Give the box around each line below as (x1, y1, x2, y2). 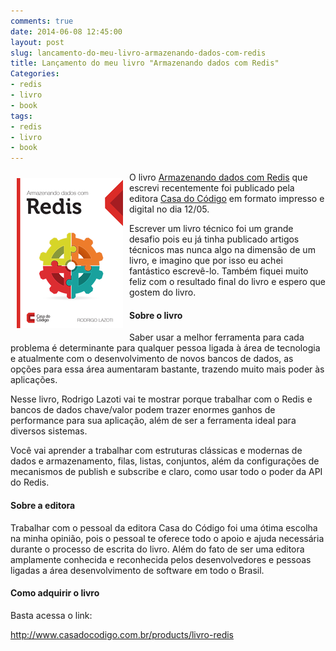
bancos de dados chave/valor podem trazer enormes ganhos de (10, 404, 276, 416)
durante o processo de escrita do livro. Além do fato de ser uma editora (10, 543, 305, 555)
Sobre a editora (10, 499, 76, 511)
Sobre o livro (129, 309, 183, 321)
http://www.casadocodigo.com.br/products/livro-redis (10, 628, 234, 640)
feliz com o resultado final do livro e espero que (129, 276, 326, 288)
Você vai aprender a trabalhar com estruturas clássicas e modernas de (10, 445, 303, 457)
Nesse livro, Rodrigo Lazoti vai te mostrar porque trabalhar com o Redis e (10, 393, 313, 405)
